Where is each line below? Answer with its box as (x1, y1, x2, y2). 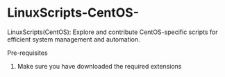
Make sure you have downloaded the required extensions (17, 62, 182, 70)
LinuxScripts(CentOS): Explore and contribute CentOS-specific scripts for (7, 28, 218, 36)
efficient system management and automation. (7, 35, 140, 43)
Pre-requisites (7, 49, 48, 57)
